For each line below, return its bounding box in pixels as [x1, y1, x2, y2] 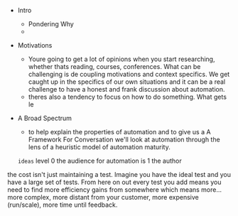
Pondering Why [28, 20, 75, 28]
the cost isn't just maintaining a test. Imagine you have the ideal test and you [7, 171, 231, 178]
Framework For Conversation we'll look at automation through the [28, 135, 220, 144]
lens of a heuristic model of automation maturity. [28, 143, 171, 151]
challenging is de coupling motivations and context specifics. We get [28, 70, 230, 78]
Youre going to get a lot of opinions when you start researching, [28, 55, 215, 63]
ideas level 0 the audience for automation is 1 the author [17, 156, 183, 165]
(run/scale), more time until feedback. [7, 200, 118, 209]
